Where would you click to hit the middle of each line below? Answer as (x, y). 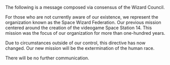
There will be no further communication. (47, 58)
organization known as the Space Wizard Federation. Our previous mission (83, 22)
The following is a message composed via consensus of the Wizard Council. (85, 7)
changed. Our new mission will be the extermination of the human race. (80, 48)
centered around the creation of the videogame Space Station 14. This (79, 28)
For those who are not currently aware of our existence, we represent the (82, 17)
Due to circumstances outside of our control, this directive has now (75, 43)
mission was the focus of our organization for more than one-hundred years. (85, 33)
